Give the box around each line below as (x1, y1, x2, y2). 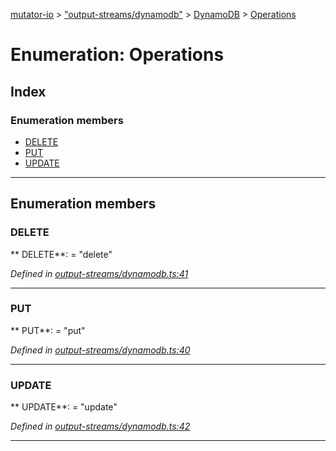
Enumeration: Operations (10, 44, 225, 66)
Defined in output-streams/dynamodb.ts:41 (10, 267, 189, 279)
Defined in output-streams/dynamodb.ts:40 (10, 344, 191, 356)
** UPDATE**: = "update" (10, 401, 118, 413)
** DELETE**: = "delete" (10, 248, 113, 260)
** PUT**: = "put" (10, 324, 86, 336)
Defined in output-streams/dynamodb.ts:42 (10, 420, 191, 433)
